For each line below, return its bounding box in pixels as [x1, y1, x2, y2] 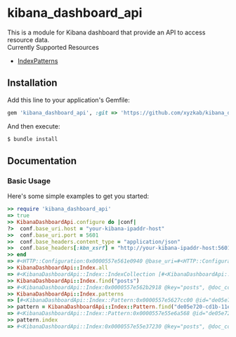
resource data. [7, 35, 50, 44]
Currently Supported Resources [7, 43, 100, 51]
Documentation [7, 154, 77, 166]
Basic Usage [7, 176, 51, 185]
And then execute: [7, 121, 60, 131]
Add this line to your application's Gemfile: [7, 95, 130, 104]
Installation [7, 77, 58, 89]
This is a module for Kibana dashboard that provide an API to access [7, 28, 206, 37]
